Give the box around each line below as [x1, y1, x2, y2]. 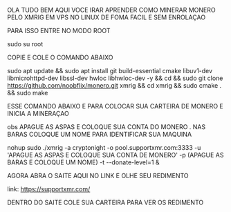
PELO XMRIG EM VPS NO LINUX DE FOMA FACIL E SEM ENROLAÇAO [7, 13, 206, 21]
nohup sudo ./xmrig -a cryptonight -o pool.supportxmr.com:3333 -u [7, 144, 201, 151]
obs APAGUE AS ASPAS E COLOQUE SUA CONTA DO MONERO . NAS [7, 123, 206, 131]
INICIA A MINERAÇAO [7, 110, 69, 117]
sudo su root [7, 40, 44, 48]
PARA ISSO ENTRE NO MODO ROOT [7, 27, 111, 35]
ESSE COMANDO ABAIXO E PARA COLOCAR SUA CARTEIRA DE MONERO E [7, 102, 223, 110]
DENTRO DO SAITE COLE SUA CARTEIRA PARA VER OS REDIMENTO [7, 198, 204, 206]
